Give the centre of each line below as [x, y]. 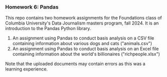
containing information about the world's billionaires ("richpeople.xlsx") [86, 54]
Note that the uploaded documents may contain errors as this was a [75, 64]
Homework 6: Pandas [32, 7]
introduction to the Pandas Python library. [48, 28]
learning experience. [27, 69]
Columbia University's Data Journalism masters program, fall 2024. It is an [82, 23]
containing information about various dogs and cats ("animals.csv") [82, 43]
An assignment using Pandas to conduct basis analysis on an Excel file [86, 49]
